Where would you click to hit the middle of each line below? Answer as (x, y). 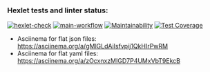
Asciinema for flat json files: (57, 39)
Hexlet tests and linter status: (58, 10)
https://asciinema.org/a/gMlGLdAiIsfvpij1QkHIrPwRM (92, 46)
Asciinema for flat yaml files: (58, 53)
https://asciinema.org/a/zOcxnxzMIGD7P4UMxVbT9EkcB (99, 61)
